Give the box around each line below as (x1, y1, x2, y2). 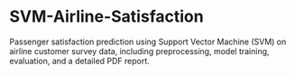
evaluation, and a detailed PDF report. (9, 55, 151, 66)
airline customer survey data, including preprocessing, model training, (9, 45, 270, 56)
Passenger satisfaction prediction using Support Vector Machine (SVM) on (9, 36, 287, 47)
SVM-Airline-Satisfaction (9, 6, 205, 27)
